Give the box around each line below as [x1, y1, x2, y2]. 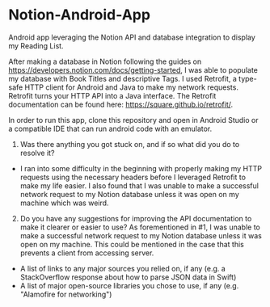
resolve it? [19, 148, 55, 158]
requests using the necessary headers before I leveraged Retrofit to [19, 172, 247, 182]
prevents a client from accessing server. [19, 248, 154, 258]
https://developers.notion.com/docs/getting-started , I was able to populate [8, 65, 259, 74]
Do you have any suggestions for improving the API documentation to [19, 213, 252, 223]
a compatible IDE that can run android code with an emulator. [8, 124, 213, 133]
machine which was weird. [19, 198, 109, 208]
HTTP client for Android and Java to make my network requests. [24, 82, 238, 92]
